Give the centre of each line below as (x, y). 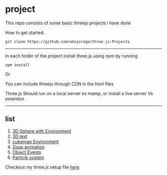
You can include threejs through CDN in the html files (59, 84)
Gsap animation (28, 147)
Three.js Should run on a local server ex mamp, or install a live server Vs (79, 93)
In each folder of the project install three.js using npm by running (71, 56)
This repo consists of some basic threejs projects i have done (68, 23)
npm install (17, 65)
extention (15, 98)
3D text (20, 136)
